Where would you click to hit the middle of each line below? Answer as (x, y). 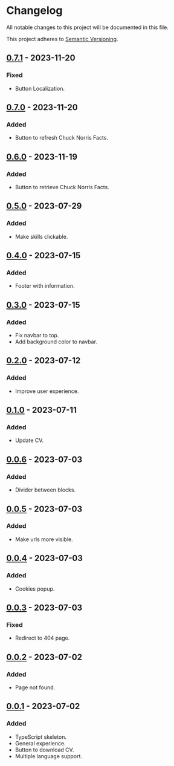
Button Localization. (40, 88)
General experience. (40, 743)
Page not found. (35, 687)
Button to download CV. (44, 750)
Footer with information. (45, 286)
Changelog (34, 11)
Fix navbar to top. (37, 336)
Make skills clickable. (41, 236)
